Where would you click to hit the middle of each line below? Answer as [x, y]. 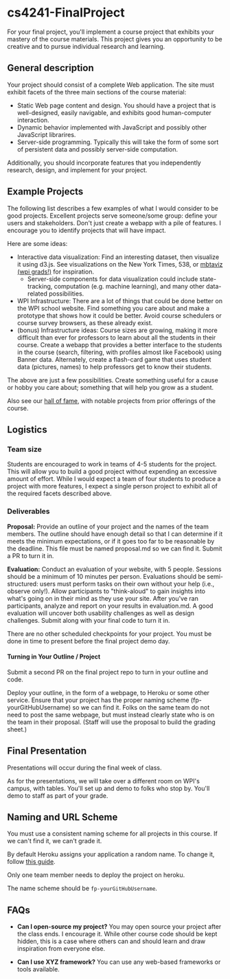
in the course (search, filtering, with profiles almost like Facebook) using [119, 352]
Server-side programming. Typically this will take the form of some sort [118, 142]
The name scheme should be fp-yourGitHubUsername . [82, 888]
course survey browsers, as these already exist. [85, 322]
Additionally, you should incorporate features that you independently [104, 163]
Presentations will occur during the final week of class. [85, 767]
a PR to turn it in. [31, 555]
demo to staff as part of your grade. [58, 795]
